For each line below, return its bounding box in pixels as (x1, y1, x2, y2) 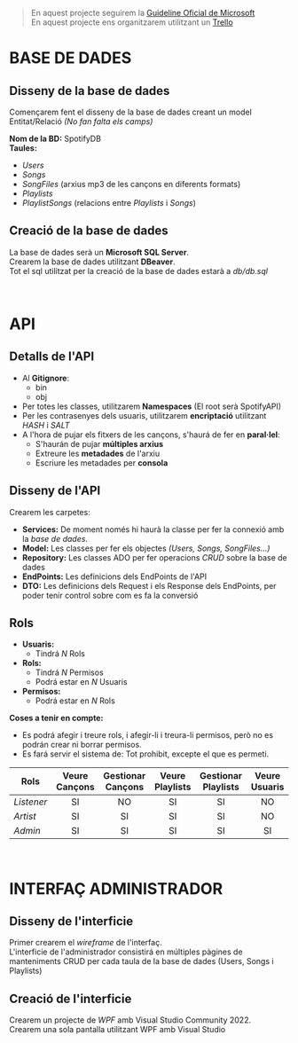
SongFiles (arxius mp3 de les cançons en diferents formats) (21, 179, 241, 189)
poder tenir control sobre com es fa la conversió (21, 590, 199, 600)
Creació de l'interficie (9, 991, 132, 1006)
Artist (13, 811, 37, 823)
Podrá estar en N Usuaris (35, 677, 128, 687)
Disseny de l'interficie (9, 914, 134, 929)
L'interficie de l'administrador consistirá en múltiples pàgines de (9, 946, 243, 957)
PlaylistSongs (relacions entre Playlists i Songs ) (21, 198, 197, 208)
